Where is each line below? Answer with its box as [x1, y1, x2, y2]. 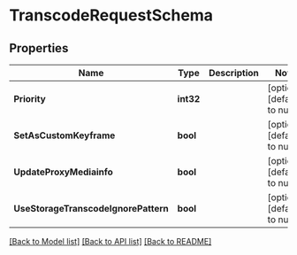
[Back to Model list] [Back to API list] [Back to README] [9, 236, 212, 246]
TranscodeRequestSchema [9, 5, 214, 26]
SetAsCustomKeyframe [13, 129, 116, 142]
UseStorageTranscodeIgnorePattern [13, 203, 170, 214]
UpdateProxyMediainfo [13, 166, 113, 178]
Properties [9, 41, 69, 56]
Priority [13, 93, 46, 104]
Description [209, 67, 259, 79]
